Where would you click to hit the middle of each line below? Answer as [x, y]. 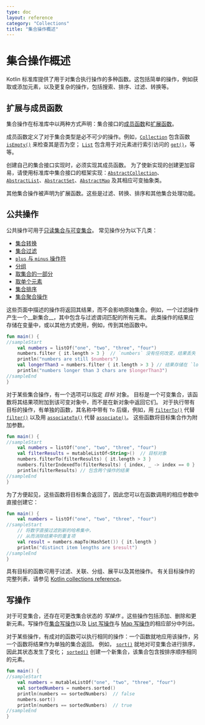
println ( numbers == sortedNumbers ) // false [76, 694]
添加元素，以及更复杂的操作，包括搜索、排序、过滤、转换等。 [94, 87]
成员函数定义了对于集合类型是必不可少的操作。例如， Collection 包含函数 [98, 137]
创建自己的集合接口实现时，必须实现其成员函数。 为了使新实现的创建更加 [98, 165]
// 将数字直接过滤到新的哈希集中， [56, 531]
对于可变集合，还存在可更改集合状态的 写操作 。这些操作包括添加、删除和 [99, 616]
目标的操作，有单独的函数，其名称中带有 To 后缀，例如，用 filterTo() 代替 [101, 409]
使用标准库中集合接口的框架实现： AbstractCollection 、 [92, 173]
